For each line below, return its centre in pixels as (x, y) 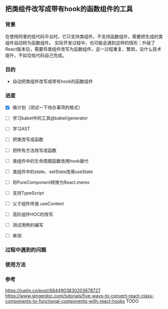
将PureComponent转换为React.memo (51, 182)
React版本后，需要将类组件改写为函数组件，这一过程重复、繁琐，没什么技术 (83, 49)
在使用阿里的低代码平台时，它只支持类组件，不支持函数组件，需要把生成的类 (84, 36)
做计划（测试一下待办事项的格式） (47, 107)
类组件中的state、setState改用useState (53, 172)
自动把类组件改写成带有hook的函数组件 (53, 81)
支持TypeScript (28, 193)
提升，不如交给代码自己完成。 (36, 55)
